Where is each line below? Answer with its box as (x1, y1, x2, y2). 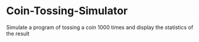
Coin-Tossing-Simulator (6, 4, 128, 18)
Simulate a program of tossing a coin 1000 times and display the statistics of (6, 24, 194, 31)
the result (6, 30, 30, 37)
